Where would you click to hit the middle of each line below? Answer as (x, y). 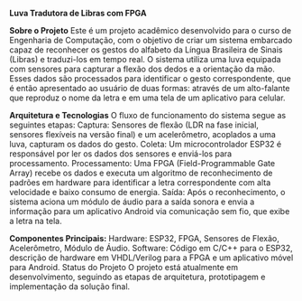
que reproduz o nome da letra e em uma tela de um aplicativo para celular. (147, 98)
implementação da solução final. (70, 287)
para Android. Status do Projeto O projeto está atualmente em (124, 267)
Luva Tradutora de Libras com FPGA (78, 13)
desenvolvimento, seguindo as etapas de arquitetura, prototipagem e (137, 277)
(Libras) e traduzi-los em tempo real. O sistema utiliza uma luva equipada (145, 59)
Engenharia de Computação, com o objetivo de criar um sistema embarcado (151, 40)
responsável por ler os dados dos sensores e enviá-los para (121, 154)
